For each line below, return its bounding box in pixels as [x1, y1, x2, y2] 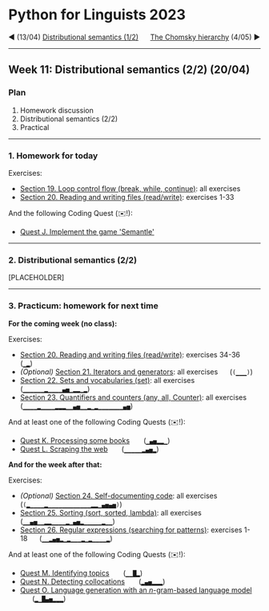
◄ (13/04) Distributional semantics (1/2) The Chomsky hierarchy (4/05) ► [8, 32, 261, 42]
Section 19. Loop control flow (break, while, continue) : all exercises [19, 183, 241, 193]
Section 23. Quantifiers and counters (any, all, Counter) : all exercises [19, 392, 247, 402]
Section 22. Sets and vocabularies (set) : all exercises [19, 375, 195, 385]
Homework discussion [19, 105, 94, 115]
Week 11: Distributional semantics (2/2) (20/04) [8, 63, 251, 77]
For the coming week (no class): [8, 319, 118, 328]
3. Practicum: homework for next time [8, 300, 159, 312]
